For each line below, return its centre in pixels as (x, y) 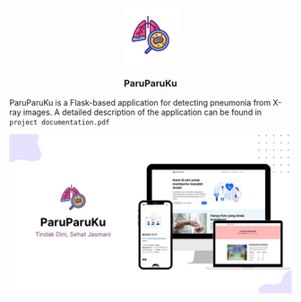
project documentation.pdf (60, 123)
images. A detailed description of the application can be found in (142, 112)
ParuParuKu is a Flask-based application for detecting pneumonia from (140, 103)
